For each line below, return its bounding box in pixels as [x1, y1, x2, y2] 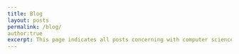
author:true [7, 29, 43, 37]
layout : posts [7, 17, 50, 24]
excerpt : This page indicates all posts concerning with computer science [7, 36, 234, 43]
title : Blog [7, 10, 43, 18]
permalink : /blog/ [7, 23, 62, 30]
